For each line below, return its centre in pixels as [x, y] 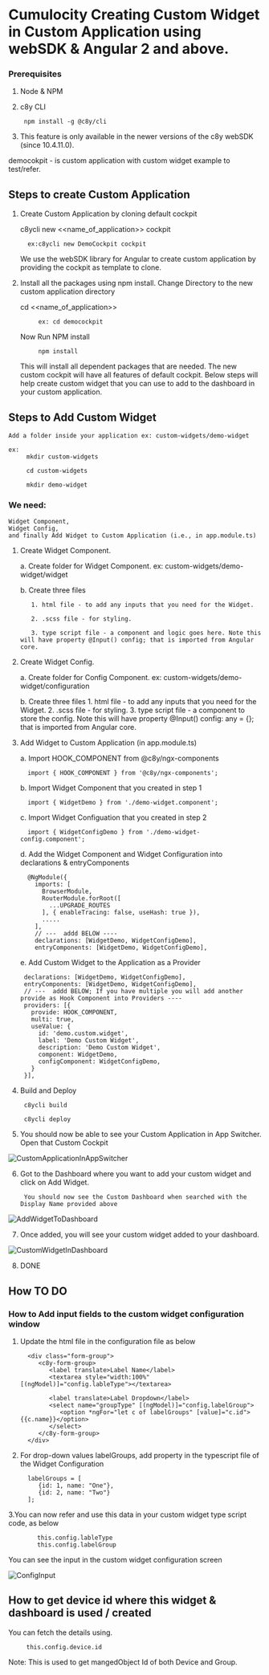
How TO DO [38, 1291]
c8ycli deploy [47, 1119]
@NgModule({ [47, 878]
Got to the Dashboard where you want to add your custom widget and [135, 1174]
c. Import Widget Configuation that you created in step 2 [113, 817]
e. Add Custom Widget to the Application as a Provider [110, 963]
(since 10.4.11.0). [47, 145]
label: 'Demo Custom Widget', [89, 1041]
